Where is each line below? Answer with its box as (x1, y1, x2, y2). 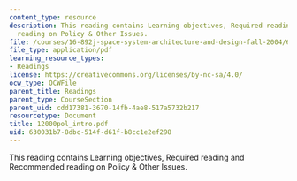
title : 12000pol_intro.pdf (9, 120, 109, 129)
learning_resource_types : (9, 54, 104, 63)
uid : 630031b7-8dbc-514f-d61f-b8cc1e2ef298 (9, 128, 172, 137)
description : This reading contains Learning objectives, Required (9, 21, 263, 30)
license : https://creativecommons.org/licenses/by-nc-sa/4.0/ (9, 71, 243, 79)
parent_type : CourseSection (9, 94, 113, 104)
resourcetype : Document (9, 111, 97, 120)
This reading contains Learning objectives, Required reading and (9, 152, 245, 162)
